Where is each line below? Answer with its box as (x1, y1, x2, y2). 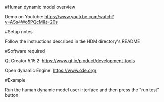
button (5, 92, 19, 98)
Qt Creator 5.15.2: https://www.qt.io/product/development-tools (5, 58, 135, 64)
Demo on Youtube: (5, 14, 44, 19)
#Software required (5, 48, 45, 54)
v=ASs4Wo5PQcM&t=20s (5, 19, 58, 25)
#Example (5, 77, 26, 83)
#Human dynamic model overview (5, 4, 76, 10)
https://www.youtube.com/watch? (44, 14, 114, 19)
